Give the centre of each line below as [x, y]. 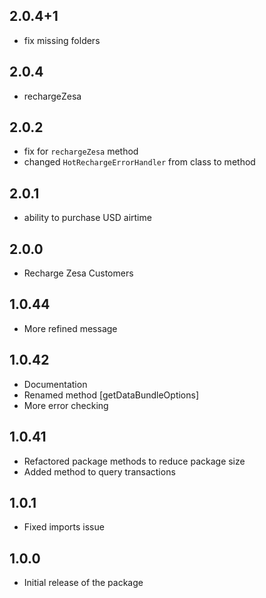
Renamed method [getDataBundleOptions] [111, 395]
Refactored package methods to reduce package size [134, 461]
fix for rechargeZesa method [81, 151]
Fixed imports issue [64, 527]
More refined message [70, 328]
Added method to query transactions [99, 471]
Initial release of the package [83, 583]
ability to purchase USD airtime [87, 218]
